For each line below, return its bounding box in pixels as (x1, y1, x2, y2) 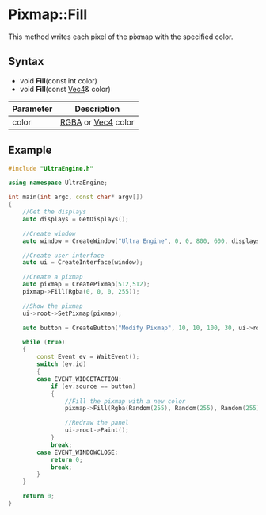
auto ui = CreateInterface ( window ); (22, 259, 144, 267)
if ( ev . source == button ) (50, 382, 136, 390)
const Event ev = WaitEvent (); (36, 353, 140, 361)
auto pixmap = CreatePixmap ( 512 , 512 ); (22, 280, 150, 289)
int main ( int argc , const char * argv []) (8, 193, 144, 202)
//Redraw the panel (64, 419, 129, 427)
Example (8, 144, 52, 157)
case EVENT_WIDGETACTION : (36, 375, 123, 382)
